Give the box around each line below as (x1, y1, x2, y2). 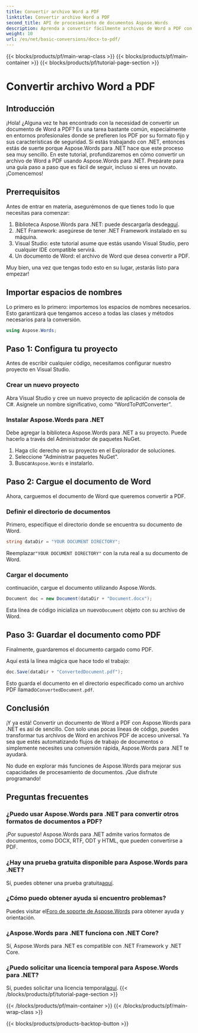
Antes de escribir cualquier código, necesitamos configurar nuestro (6, 359, 171, 367)
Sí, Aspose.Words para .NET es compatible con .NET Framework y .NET (6, 943, 182, 950)
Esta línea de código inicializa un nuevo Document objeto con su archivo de (6, 606, 186, 613)
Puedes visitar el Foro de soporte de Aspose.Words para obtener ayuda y (6, 907, 184, 915)
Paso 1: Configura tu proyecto (6, 343, 118, 354)
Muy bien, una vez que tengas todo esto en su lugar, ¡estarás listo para (6, 264, 179, 271)
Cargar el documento (6, 571, 69, 579)
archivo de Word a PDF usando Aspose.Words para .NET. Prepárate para (6, 157, 184, 164)
